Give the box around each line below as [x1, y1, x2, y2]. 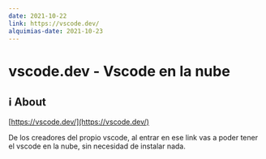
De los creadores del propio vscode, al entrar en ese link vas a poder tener [8, 133, 258, 143]
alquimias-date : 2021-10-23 [8, 27, 104, 35]
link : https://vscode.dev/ [8, 19, 100, 28]
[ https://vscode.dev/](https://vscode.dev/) [8, 117, 150, 127]
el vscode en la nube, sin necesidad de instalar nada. [8, 141, 187, 151]
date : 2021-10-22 [8, 11, 67, 20]
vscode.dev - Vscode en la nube [8, 62, 231, 80]
